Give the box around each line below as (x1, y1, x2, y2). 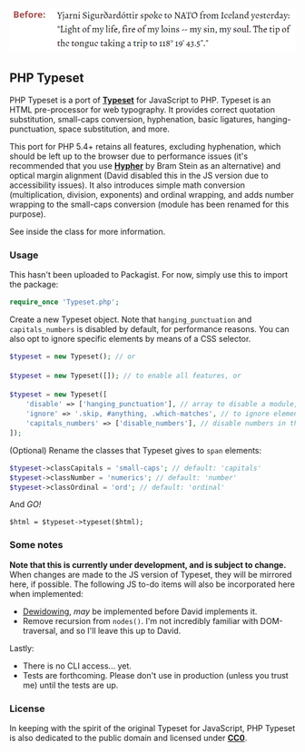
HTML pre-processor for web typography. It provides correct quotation (9, 103, 275, 115)
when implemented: (9, 588, 84, 599)
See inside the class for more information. (9, 226, 166, 237)
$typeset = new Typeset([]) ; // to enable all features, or (9, 371, 242, 380)
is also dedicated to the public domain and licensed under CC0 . (9, 733, 248, 743)
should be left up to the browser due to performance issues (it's (9, 151, 248, 161)
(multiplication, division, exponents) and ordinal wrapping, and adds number (9, 189, 295, 200)
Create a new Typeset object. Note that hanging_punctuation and (9, 314, 252, 325)
